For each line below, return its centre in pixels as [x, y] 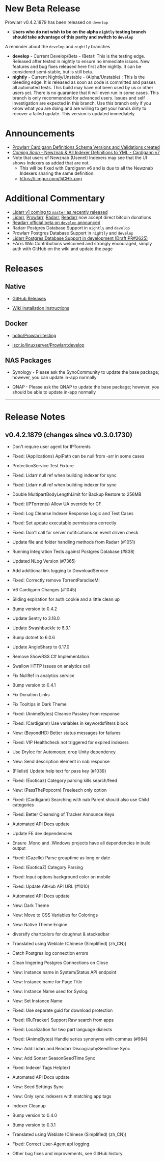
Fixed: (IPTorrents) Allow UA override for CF [57, 504]
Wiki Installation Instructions [41, 308]
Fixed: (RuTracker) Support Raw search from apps [63, 1020]
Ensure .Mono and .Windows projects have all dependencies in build [81, 843]
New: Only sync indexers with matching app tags [62, 1096]
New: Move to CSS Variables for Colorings [55, 915]
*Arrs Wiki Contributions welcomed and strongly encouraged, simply [82, 243]
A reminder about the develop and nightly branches [58, 46]
